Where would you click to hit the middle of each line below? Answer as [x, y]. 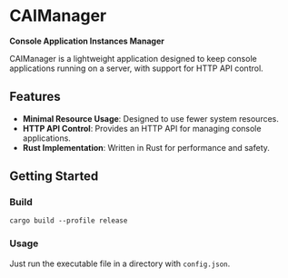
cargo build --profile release [69, 221]
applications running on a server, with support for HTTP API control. [136, 68]
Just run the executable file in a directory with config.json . [120, 263]
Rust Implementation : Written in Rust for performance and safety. [146, 147]
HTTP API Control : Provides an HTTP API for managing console [142, 128]
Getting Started [54, 177]
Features [35, 97]
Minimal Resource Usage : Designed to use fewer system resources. [151, 118]
